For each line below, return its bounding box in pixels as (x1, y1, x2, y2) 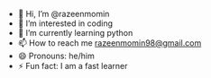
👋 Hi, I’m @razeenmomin (17, 9, 110, 19)
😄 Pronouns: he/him (17, 50, 95, 61)
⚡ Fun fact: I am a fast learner (17, 61, 128, 71)
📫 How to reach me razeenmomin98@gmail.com (17, 38, 202, 48)
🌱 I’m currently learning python (17, 28, 133, 38)
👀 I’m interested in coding (17, 18, 114, 29)
